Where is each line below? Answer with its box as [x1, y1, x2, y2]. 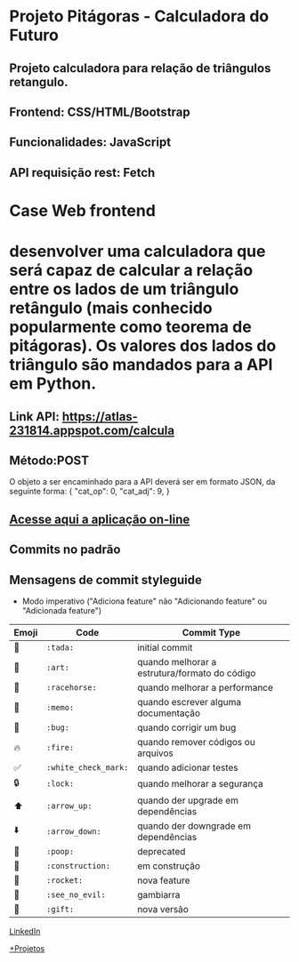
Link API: [9, 409, 60, 424]
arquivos [137, 747, 174, 759]
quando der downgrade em [137, 820, 252, 832]
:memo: [45, 702, 74, 712]
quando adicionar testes [137, 761, 238, 774]
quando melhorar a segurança [137, 778, 264, 790]
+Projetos [9, 942, 45, 953]
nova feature [137, 874, 190, 886]
